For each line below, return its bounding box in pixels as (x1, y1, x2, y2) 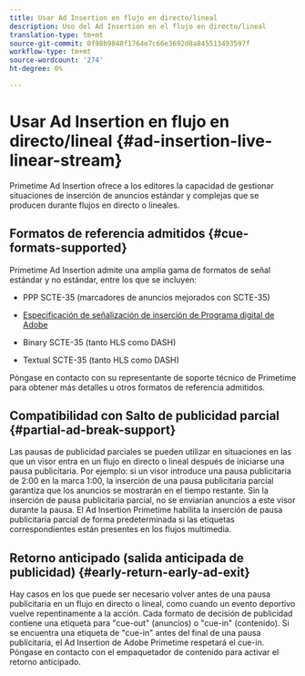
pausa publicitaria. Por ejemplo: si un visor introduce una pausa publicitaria (9, 466, 291, 476)
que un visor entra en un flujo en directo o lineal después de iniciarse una (9, 456, 285, 467)
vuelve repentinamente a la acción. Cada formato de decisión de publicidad (9, 608, 293, 620)
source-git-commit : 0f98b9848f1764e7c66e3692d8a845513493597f (9, 38, 250, 48)
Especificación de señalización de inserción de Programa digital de (22, 309, 275, 320)
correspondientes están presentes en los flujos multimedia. (9, 524, 232, 535)
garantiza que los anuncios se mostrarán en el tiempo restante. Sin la (9, 485, 269, 497)
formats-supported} (9, 241, 127, 256)
